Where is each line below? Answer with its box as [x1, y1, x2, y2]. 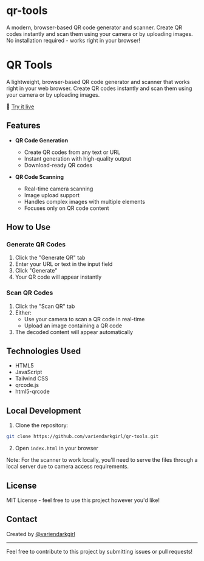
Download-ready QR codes [24, 161, 93, 169]
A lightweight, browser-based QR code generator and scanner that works [6, 78, 190, 85]
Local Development [6, 405, 81, 416]
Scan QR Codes [6, 288, 53, 297]
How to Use [6, 222, 51, 232]
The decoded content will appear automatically [15, 328, 134, 335]
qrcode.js [15, 382, 39, 389]
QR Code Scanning [15, 173, 64, 180]
